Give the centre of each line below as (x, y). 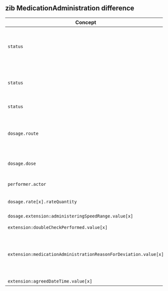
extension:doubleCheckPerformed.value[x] (58, 227)
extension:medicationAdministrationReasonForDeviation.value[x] (86, 254)
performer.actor (27, 184)
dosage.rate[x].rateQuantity (42, 202)
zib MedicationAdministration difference (70, 8)
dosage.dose (22, 163)
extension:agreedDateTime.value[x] (50, 281)
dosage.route (23, 133)
